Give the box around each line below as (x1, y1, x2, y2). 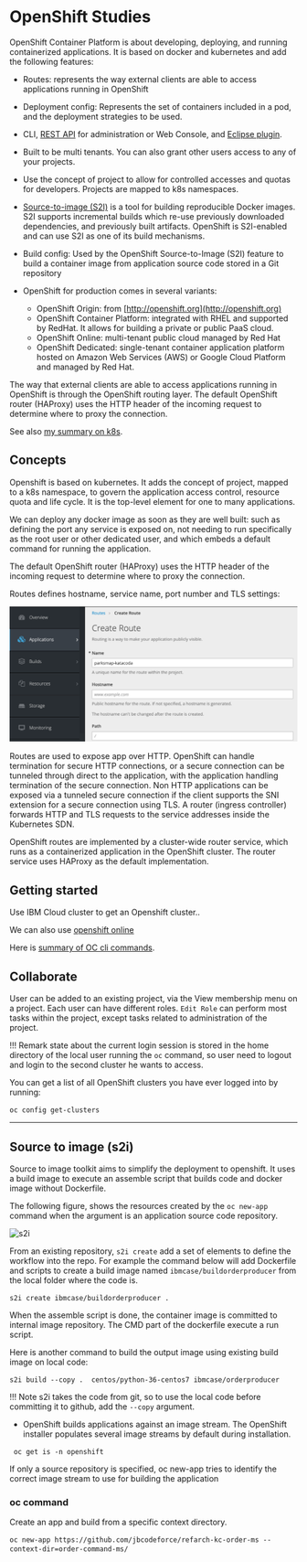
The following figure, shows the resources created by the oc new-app (9, 1200, 269, 1211)
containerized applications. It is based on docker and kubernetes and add (9, 46, 287, 57)
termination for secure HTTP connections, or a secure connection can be (9, 761, 285, 772)
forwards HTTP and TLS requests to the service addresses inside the (9, 809, 270, 820)
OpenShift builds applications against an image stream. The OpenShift (22, 1418, 288, 1429)
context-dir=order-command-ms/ (9, 1545, 129, 1554)
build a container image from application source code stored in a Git (22, 258, 280, 269)
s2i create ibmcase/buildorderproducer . (9, 1293, 170, 1302)
